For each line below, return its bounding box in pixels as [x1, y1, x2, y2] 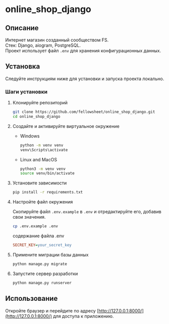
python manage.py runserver [12, 280, 72, 285]
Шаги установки [5, 88, 48, 95]
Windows [20, 133, 40, 139]
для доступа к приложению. [52, 313, 114, 319]
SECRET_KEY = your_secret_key [12, 243, 72, 248]
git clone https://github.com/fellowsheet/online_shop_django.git [12, 109, 155, 114]
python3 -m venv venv [20, 166, 66, 171]
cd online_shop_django [12, 114, 61, 119]
